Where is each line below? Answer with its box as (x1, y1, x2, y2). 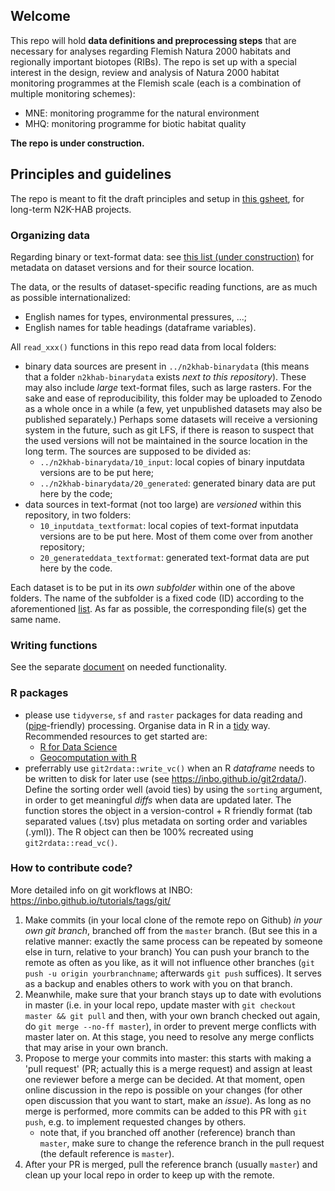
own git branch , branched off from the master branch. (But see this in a (24, 924, 318, 936)
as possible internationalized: (10, 291, 131, 303)
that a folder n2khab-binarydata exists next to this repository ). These (24, 370, 307, 383)
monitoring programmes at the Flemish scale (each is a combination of (10, 77, 302, 89)
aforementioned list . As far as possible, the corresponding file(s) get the (10, 602, 307, 614)
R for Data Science (39, 740, 118, 753)
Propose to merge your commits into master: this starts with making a (24, 1052, 312, 1064)
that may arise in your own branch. (24, 1041, 169, 1053)
